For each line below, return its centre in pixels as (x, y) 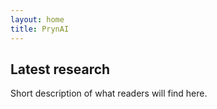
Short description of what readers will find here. (109, 93)
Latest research (60, 69)
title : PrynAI (40, 29)
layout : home (37, 19)
